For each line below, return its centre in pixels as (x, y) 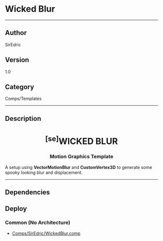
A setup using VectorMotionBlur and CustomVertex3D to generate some (79, 167)
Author (16, 33)
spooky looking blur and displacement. (44, 172)
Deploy (16, 209)
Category (20, 87)
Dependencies (27, 192)
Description (23, 119)
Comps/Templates (24, 99)
